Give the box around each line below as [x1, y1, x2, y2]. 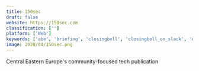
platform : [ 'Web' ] [6, 31, 52, 37]
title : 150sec [6, 8, 41, 15]
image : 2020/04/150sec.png [6, 42, 73, 48]
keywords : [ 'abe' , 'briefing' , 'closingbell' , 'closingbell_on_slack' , [6, 36, 187, 42]
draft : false [6, 14, 38, 20]
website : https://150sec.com [6, 20, 78, 25]
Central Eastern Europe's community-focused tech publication [6, 57, 159, 65]
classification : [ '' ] [6, 25, 60, 31]
